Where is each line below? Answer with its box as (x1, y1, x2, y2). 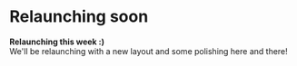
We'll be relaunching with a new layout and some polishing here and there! (9, 45, 288, 56)
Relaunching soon (9, 6, 149, 27)
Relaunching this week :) (9, 36, 104, 47)
